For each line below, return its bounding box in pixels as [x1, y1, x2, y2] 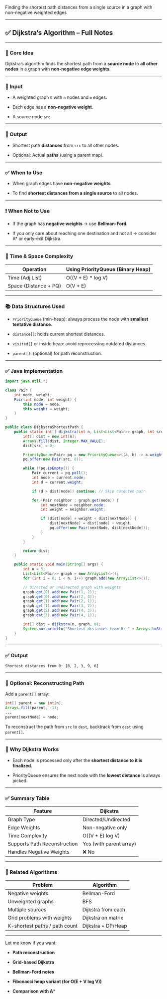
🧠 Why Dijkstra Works [5, 746, 59, 753]
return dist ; [23, 548, 50, 553]
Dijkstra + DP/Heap [82, 923, 127, 930]
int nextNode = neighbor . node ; [40, 502, 106, 507]
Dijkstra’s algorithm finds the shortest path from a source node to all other [5, 61, 158, 67]
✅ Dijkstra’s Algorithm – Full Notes [5, 28, 113, 37]
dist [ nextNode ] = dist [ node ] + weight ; [49, 521, 133, 526]
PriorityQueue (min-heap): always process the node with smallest [12, 316, 149, 322]
